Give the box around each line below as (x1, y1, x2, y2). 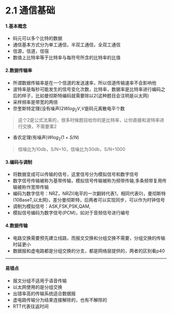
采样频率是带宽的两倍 (12, 99, 58, 105)
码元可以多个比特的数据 (12, 35, 62, 42)
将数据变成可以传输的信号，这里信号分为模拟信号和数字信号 (12, 171, 139, 178)
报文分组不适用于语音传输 (12, 278, 67, 284)
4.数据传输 (5, 222, 28, 228)
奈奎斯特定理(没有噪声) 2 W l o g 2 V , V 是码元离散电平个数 (12, 105, 125, 113)
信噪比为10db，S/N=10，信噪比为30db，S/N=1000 (17, 146, 125, 152)
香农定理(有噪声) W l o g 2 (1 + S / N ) (12, 134, 79, 142)
